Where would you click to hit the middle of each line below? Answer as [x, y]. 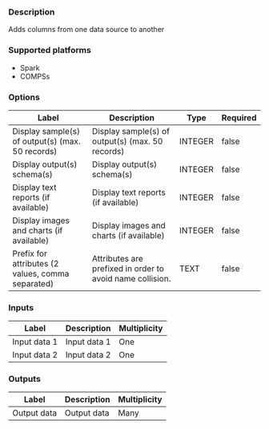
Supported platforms [50, 51]
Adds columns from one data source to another [86, 30]
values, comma [41, 273]
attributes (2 [36, 263]
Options [24, 97]
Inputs [21, 307]
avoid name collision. [131, 278]
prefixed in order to [128, 269]
